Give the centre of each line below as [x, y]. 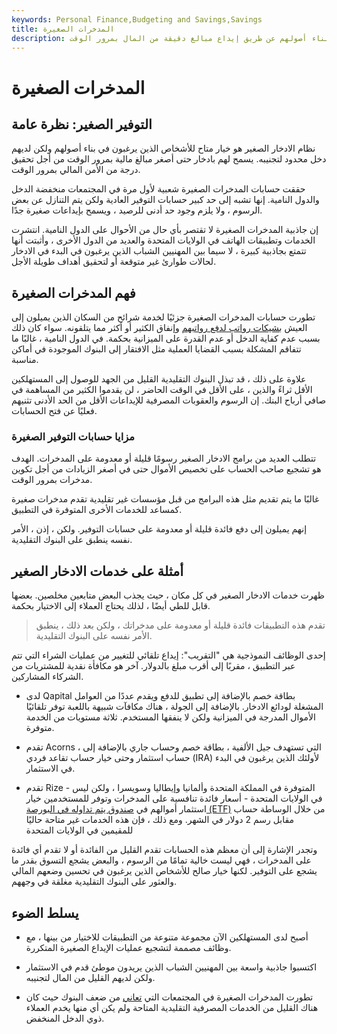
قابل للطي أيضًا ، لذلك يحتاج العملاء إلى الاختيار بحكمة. [111, 606]
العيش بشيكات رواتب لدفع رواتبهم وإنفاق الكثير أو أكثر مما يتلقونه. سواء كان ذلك [159, 328]
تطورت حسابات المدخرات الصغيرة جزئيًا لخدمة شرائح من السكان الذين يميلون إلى [163, 317]
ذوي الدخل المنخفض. [65, 1018]
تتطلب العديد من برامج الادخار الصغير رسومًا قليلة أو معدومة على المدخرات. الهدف [164, 458]
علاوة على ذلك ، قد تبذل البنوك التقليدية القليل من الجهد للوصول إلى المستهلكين [159, 379]
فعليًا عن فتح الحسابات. [54, 411]
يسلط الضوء [45, 912]
